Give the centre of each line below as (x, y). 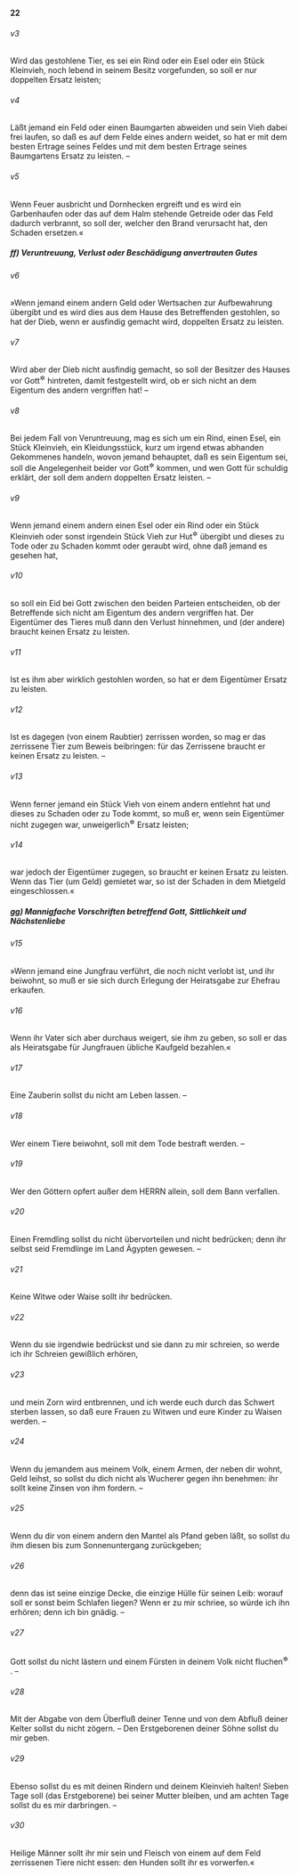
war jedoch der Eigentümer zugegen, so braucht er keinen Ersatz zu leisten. (149, 873)
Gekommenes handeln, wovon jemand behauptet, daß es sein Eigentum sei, (149, 457)
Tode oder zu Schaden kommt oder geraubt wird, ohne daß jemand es (139, 546)
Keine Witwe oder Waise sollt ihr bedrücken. (91, 1297)
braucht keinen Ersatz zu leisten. (70, 631)
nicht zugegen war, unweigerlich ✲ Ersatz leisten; (100, 824)
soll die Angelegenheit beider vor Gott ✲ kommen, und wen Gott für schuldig (149, 467)
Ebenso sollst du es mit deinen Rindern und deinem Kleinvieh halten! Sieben (149, 1786)
